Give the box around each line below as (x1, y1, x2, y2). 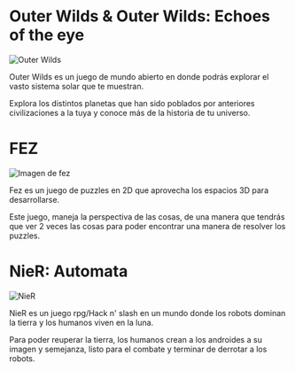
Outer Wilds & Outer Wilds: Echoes (9, 6, 271, 27)
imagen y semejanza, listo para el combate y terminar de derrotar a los (9, 344, 268, 354)
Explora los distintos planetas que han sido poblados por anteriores (9, 97, 255, 108)
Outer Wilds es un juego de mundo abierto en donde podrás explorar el (9, 71, 269, 81)
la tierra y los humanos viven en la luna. (9, 317, 154, 328)
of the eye (9, 25, 85, 45)
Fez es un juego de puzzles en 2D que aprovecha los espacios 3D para (9, 184, 268, 196)
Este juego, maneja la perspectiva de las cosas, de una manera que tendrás (9, 211, 285, 222)
